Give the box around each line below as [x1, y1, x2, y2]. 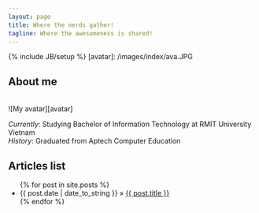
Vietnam [8, 128, 35, 137]
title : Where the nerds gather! [8, 21, 114, 29]
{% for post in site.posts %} [19, 180, 110, 189]
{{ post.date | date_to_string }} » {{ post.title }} [19, 189, 170, 197]
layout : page [8, 13, 51, 21]
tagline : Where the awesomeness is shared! [8, 29, 154, 37]
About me [8, 75, 57, 88]
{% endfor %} [19, 197, 65, 206]
